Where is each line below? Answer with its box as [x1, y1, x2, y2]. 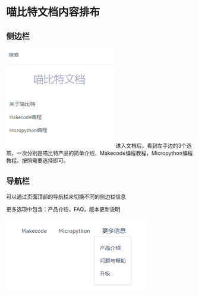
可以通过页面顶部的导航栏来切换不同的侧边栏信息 [6, 193, 126, 200]
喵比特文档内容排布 [6, 5, 100, 19]
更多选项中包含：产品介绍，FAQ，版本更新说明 [6, 205, 121, 213]
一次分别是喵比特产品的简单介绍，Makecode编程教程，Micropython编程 [16, 149, 193, 157]
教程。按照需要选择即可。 [6, 157, 69, 164]
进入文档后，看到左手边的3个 [115, 142, 187, 149]
